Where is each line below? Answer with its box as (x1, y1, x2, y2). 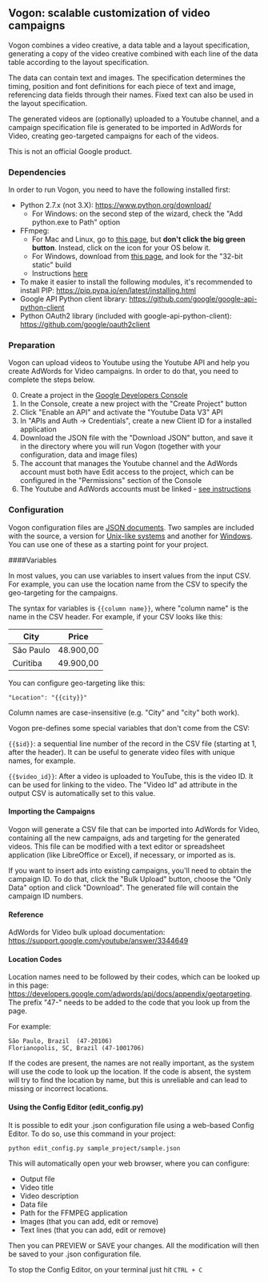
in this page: (8, 980, 50, 990)
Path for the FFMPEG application (19, 1207, 128, 1218)
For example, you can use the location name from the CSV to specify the (8, 579, 248, 589)
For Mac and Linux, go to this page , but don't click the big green (31, 234, 246, 244)
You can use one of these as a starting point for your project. (8, 539, 210, 549)
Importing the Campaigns (8, 806, 95, 817)
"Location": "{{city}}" (8, 693, 88, 701)
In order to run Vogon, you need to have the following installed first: (8, 185, 230, 195)
